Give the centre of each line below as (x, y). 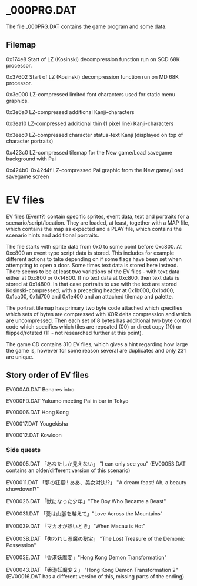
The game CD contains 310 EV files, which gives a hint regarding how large (97, 344)
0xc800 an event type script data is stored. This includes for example (90, 253)
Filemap (21, 45)
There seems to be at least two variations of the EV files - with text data (93, 272)
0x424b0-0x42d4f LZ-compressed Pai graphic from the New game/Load (95, 170)
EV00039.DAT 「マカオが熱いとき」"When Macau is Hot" (76, 526)
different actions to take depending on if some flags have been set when (94, 259)
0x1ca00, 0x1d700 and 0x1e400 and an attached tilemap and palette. (90, 296)
